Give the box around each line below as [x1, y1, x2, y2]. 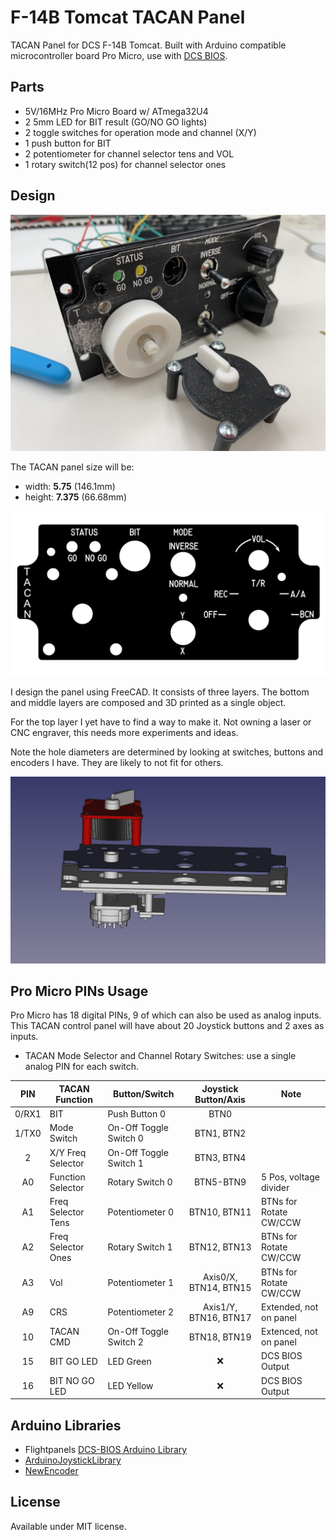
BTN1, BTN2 [194, 1127, 247, 1139]
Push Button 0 [107, 1108, 167, 1120]
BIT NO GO [49, 1374, 95, 1386]
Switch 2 [107, 1336, 144, 1348]
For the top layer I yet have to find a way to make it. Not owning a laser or [10, 716, 312, 728]
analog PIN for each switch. [24, 1061, 140, 1073]
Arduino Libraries [10, 1417, 122, 1434]
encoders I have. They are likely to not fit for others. [10, 757, 224, 769]
